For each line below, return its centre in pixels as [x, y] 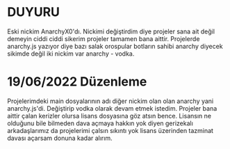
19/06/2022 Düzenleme [77, 82]
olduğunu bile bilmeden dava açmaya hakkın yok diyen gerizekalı [100, 123]
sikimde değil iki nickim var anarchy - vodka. [71, 54]
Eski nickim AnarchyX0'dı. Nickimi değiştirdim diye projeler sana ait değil [111, 31]
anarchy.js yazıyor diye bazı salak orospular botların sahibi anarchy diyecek [115, 46]
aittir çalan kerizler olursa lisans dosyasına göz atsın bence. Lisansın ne [109, 116]
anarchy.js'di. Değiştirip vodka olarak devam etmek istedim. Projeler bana [112, 108]
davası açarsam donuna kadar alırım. [60, 138]
